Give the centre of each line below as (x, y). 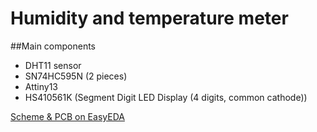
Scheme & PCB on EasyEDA (67, 116)
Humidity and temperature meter (149, 18)
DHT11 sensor (53, 65)
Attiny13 (41, 86)
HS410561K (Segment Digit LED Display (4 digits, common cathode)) (166, 97)
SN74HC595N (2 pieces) (76, 76)
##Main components (53, 46)
